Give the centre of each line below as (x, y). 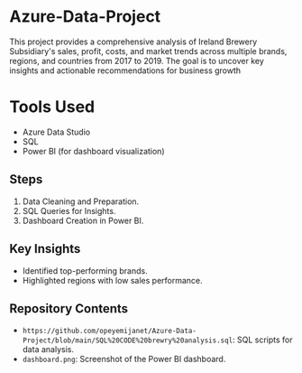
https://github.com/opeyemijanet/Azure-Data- (109, 331)
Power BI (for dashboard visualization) (93, 151)
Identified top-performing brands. (85, 270)
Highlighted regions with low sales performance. (112, 280)
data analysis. (48, 350)
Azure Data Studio (56, 132)
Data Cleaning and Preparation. (81, 201)
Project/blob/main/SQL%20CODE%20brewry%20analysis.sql (128, 340)
